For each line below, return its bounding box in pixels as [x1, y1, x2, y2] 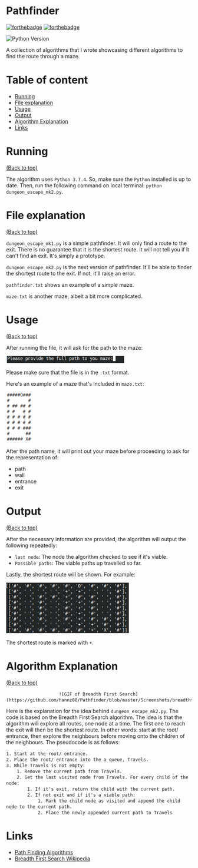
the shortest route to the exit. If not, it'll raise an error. [6, 270, 136, 277]
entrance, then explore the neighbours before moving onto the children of [6, 732, 185, 740]
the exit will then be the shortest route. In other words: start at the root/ [6, 726, 179, 733]
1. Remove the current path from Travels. [16, 768, 123, 774]
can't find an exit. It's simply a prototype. [6, 252, 105, 259]
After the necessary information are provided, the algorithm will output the [6, 535, 187, 542]
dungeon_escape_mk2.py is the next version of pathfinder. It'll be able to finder [6, 263, 192, 270]
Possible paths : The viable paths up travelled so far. [14, 559, 142, 566]
